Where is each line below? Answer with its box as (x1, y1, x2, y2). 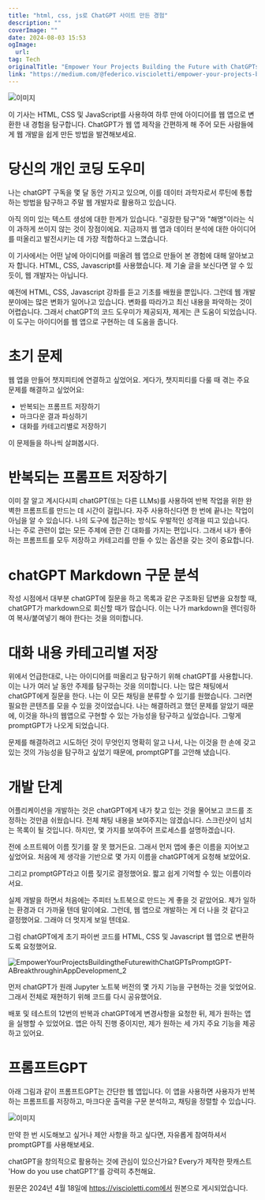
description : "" (8, 19, 62, 27)
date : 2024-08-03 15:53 (8, 33, 87, 42)
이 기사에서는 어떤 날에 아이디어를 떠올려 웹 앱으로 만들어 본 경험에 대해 (8, 250, 227, 260)
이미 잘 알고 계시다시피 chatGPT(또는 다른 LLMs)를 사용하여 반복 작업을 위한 (8, 496, 244, 506)
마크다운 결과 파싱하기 (19, 411, 88, 421)
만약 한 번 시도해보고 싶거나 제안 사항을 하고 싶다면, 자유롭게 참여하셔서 (8, 1130, 227, 1140)
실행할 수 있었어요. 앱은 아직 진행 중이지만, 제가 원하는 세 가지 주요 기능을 (16, 1019, 241, 1028)
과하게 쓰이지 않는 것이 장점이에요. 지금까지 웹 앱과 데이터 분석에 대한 (16, 224, 229, 234)
